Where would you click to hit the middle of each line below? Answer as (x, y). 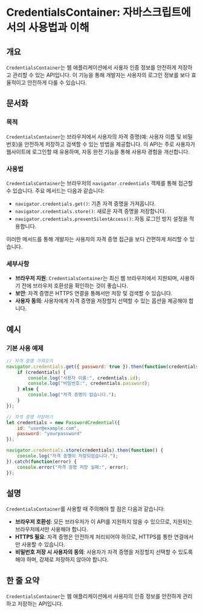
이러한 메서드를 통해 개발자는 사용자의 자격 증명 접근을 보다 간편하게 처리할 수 (97, 239)
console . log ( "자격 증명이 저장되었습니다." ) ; (68, 456)
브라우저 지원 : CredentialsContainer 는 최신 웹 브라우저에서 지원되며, (97, 278)
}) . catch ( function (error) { (42, 461)
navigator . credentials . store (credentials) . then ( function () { (85, 451)
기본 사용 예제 (25, 348)
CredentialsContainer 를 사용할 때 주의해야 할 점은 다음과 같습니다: (85, 509)
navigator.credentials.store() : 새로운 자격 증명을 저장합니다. (90, 211)
